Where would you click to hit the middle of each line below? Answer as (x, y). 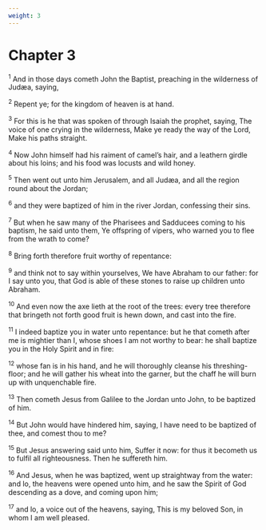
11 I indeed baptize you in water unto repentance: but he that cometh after (129, 331)
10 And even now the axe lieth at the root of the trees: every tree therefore (129, 306)
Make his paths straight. (48, 137)
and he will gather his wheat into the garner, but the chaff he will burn (142, 374)
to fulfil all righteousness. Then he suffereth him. (88, 458)
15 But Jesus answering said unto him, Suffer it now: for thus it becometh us (133, 449)
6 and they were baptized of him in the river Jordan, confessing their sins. (129, 205)
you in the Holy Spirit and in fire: (61, 349)
